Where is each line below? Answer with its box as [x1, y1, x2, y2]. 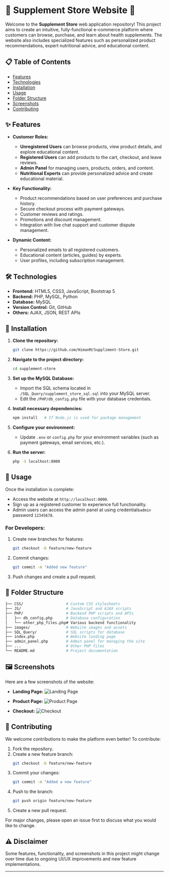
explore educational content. [20, 148, 79, 155]
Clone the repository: [12, 338, 58, 344]
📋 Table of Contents [5, 58, 71, 66]
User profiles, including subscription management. [20, 257, 125, 263]
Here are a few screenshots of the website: [5, 679, 95, 685]
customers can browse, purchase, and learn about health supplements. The [5, 32, 162, 38]
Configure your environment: [12, 424, 75, 430]
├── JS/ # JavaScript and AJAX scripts [5, 606, 132, 611]
